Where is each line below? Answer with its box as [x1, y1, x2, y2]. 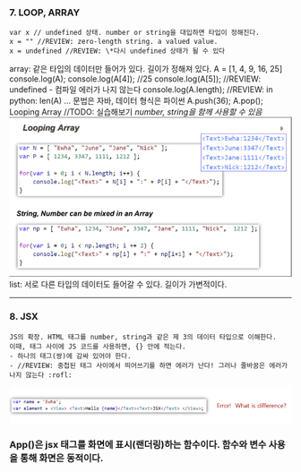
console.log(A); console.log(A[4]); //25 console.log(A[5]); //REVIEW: [9, 73, 262, 84]
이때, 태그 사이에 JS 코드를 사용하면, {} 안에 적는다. [9, 342, 186, 351]
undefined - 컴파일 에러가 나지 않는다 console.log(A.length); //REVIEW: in [9, 84, 273, 95]
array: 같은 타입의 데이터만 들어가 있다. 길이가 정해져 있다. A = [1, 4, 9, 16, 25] [9, 64, 283, 74]
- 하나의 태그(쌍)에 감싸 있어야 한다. [9, 351, 132, 360]
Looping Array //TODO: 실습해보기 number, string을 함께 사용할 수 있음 [9, 107, 262, 117]
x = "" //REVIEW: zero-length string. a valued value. [9, 38, 219, 47]
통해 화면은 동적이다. [19, 451, 104, 464]
